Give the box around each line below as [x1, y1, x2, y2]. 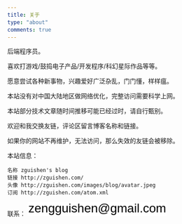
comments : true [7, 26, 52, 33]
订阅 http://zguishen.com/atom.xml [7, 190, 109, 197]
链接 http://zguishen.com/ [7, 174, 84, 182]
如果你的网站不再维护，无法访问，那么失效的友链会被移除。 [7, 137, 179, 145]
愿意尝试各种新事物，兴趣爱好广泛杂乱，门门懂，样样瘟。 [7, 77, 173, 86]
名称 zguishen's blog [7, 167, 69, 174]
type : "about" [7, 18, 49, 26]
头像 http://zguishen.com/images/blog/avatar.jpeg [7, 182, 156, 189]
